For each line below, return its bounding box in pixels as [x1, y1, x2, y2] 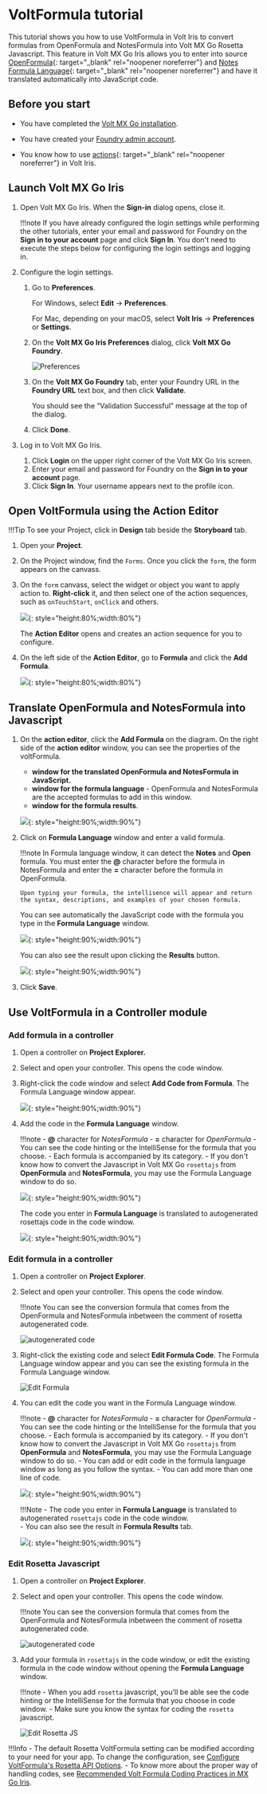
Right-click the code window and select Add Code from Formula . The [19, 1078, 249, 1088]
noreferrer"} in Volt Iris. [19, 158, 97, 168]
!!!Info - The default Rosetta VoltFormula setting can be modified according [8, 1744, 255, 1753]
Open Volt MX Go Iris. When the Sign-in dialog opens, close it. [19, 202, 226, 212]
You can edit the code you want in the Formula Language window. [19, 1398, 237, 1408]
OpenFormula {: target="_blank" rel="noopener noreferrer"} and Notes [8, 57, 239, 67]
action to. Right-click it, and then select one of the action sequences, [19, 589, 249, 598]
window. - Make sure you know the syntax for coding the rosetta [19, 1705, 234, 1714]
